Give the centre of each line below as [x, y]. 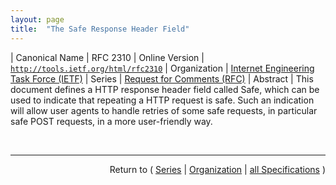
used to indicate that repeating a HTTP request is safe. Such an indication [162, 100]
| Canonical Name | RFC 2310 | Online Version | [107, 57]
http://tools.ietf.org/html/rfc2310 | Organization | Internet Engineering [162, 68]
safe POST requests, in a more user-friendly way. [111, 121]
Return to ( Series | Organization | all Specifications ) [217, 169]
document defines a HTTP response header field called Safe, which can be [165, 89]
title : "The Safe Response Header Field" [100, 29]
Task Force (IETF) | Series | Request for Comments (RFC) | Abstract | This [162, 78]
